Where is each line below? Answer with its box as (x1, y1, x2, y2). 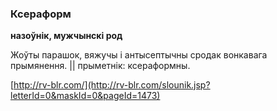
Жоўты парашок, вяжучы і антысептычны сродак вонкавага (10, 49, 268, 61)
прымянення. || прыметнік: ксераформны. (10, 60, 191, 72)
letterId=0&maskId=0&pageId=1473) (10, 90, 161, 102)
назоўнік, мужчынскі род (10, 30, 123, 42)
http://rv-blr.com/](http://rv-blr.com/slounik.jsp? (13, 79, 211, 91)
